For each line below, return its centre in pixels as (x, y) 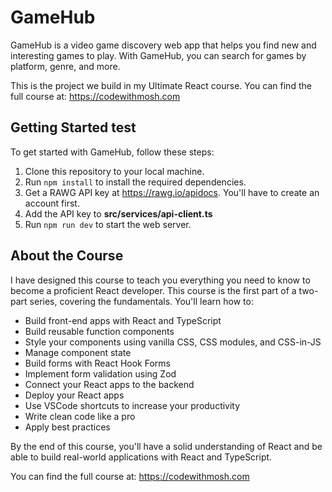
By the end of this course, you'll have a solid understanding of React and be (166, 446)
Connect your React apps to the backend (109, 384)
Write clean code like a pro (80, 416)
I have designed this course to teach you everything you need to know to (160, 280)
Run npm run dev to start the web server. (108, 224)
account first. (52, 203)
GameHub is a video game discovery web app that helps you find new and (163, 45)
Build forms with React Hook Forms (97, 363)
